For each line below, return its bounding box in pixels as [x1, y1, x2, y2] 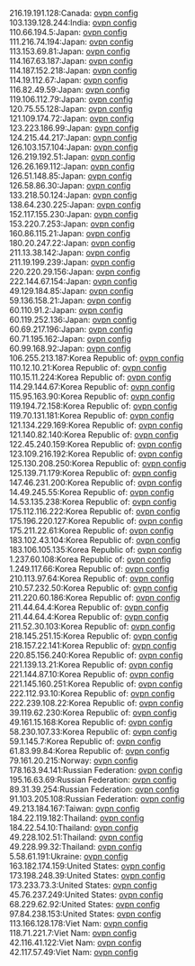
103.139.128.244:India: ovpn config [9, 17, 137, 28]
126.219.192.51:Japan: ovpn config [9, 152, 136, 161]
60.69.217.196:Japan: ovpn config [9, 324, 133, 335]
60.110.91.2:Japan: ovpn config [9, 305, 124, 315]
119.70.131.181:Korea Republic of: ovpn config [9, 410, 175, 420]
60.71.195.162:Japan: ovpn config [9, 334, 132, 344]
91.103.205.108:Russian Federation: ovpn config [9, 794, 185, 804]
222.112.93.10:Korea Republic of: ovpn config [9, 688, 175, 698]
